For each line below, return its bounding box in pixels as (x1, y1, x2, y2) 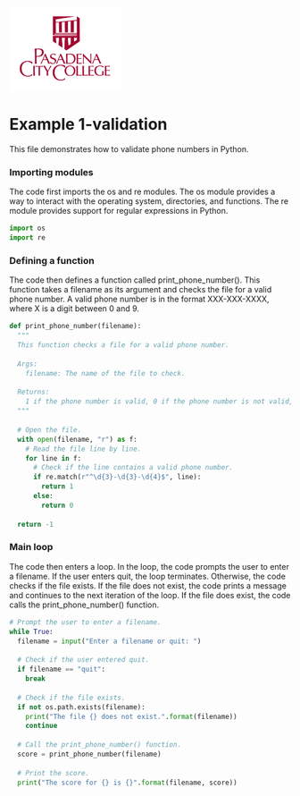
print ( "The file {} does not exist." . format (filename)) (25, 712, 238, 721)
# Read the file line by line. (25, 445, 142, 453)
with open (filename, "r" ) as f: (17, 435, 138, 444)
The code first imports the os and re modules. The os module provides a (9, 186, 276, 198)
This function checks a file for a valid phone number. (17, 341, 229, 350)
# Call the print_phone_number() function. (17, 741, 181, 749)
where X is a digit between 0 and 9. (9, 303, 140, 314)
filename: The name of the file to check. (25, 368, 186, 377)
